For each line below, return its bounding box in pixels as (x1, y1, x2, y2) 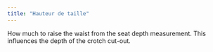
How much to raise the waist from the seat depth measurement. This (7, 29, 206, 37)
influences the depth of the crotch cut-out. (7, 36, 131, 45)
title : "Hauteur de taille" (7, 10, 90, 17)
